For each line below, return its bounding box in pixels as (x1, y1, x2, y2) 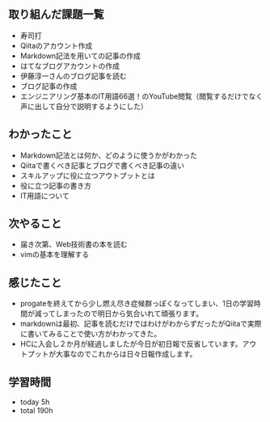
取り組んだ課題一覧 (8, 7, 104, 22)
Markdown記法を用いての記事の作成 (19, 51, 141, 61)
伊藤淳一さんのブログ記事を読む (19, 71, 127, 81)
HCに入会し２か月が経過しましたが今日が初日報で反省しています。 (19, 339, 243, 349)
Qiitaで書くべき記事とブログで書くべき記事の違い (19, 160, 184, 170)
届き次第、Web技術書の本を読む (19, 239, 128, 249)
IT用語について (19, 191, 70, 200)
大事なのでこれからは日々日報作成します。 (55, 349, 197, 359)
